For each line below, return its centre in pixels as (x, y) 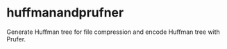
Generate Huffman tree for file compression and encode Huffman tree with (113, 32)
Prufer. (16, 39)
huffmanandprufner (65, 13)
